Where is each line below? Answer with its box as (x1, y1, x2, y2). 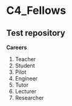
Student (15, 62, 35, 69)
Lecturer (15, 88, 37, 94)
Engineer (15, 75, 38, 82)
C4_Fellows (6, 4, 67, 18)
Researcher (15, 94, 44, 101)
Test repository (6, 28, 65, 38)
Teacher (15, 56, 36, 62)
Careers (6, 44, 27, 51)
